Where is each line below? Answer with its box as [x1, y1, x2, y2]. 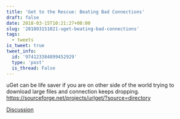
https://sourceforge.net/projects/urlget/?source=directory [6, 94, 151, 101]
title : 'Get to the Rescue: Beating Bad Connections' [6, 8, 145, 15]
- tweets [12, 37, 34, 43]
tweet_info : [6, 48, 36, 54]
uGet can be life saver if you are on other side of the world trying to [6, 82, 175, 89]
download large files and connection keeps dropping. [6, 88, 139, 95]
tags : [6, 31, 20, 37]
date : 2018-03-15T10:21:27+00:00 [6, 20, 91, 26]
